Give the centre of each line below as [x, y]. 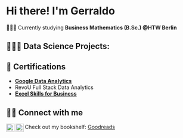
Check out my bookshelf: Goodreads [70, 127]
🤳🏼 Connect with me [45, 113]
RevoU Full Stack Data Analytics [54, 87]
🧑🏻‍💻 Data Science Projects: [58, 46]
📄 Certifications [36, 67]
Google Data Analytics [43, 81]
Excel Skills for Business [46, 94]
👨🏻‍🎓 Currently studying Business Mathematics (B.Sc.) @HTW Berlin [91, 27]
